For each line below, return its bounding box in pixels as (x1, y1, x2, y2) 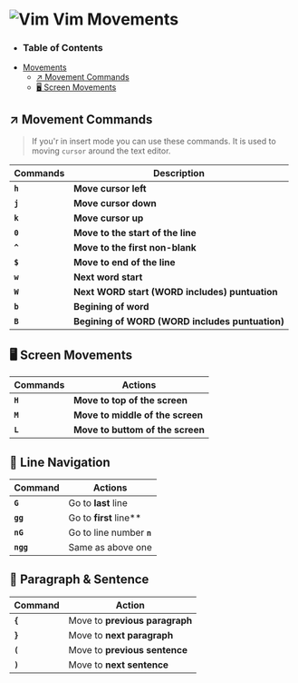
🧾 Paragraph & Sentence (9, 572, 149, 588)
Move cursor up (73, 212, 144, 224)
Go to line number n (68, 526, 152, 539)
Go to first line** (68, 511, 142, 524)
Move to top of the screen (73, 394, 188, 407)
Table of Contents (22, 42, 103, 54)
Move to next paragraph (68, 629, 174, 641)
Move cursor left (73, 183, 147, 195)
